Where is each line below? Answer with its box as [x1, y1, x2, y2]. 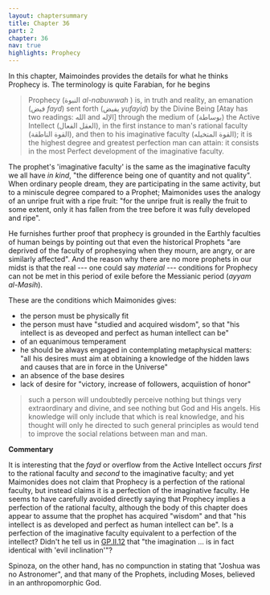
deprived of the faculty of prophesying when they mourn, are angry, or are [8, 246, 256, 255]
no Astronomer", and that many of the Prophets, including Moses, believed [8, 569, 256, 579]
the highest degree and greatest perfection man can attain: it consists [27, 138, 260, 147]
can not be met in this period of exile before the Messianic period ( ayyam [8, 271, 252, 281]
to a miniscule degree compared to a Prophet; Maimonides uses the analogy [8, 188, 261, 197]
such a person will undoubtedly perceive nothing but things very [27, 395, 242, 404]
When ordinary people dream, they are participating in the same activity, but [8, 179, 261, 189]
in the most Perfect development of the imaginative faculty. [27, 146, 225, 156]
